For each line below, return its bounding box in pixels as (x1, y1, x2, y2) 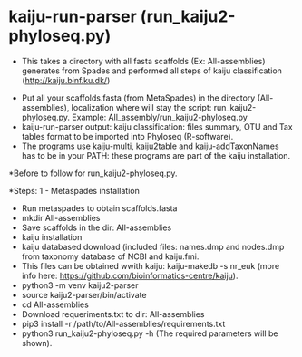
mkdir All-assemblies (21, 212, 101, 223)
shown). (21, 337, 53, 348)
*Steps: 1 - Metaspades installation (8, 185, 140, 196)
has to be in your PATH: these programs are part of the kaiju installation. (21, 150, 291, 160)
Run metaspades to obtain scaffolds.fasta (21, 202, 178, 214)
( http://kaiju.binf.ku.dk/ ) (21, 74, 111, 85)
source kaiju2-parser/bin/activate (21, 289, 147, 300)
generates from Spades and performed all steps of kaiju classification (21, 65, 283, 76)
